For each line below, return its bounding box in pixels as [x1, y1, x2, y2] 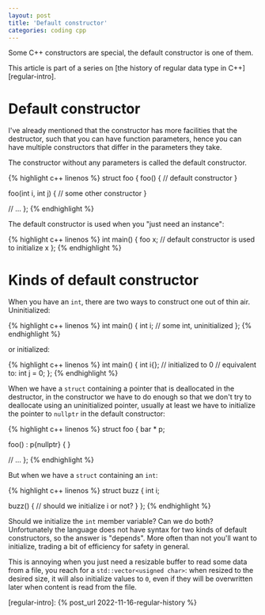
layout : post [8, 11, 51, 20]
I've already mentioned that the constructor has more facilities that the [8, 126, 237, 136]
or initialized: [8, 345, 50, 354]
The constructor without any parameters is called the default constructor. [8, 158, 248, 167]
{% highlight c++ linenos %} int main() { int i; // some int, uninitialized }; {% [8, 321, 252, 330]
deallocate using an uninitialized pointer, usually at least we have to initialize [8, 401, 256, 411]
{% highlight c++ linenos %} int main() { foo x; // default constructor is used [8, 235, 256, 244]
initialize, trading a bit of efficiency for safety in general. [8, 542, 190, 552]
